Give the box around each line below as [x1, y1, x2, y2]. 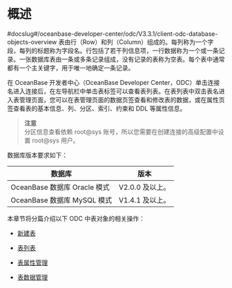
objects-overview [7, 37, 57, 46]
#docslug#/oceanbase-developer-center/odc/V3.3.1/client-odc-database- [7, 29, 218, 38]
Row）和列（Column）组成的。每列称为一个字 [82, 37, 214, 46]
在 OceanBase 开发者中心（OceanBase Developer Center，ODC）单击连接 [7, 78, 220, 86]
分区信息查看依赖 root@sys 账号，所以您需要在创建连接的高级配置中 [23, 127, 219, 135]
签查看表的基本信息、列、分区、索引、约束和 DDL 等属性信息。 [7, 104, 186, 113]
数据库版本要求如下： [7, 151, 68, 159]
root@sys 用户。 [32, 136, 79, 144]
